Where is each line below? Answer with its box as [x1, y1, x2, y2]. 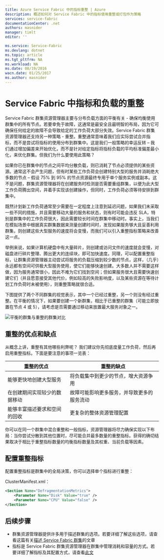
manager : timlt [5, 30, 36, 35]
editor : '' [5, 35, 27, 40]
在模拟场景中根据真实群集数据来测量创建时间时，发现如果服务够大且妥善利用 [5, 222, 159, 228]
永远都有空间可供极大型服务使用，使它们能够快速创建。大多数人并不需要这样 [5, 263, 159, 269]
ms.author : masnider [5, 76, 47, 80]
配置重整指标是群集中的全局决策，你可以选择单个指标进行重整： [5, 468, 133, 474]
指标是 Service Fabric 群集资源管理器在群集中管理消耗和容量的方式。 [12, 543, 151, 549]
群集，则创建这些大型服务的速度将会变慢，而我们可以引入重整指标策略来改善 [5, 228, 159, 233]
